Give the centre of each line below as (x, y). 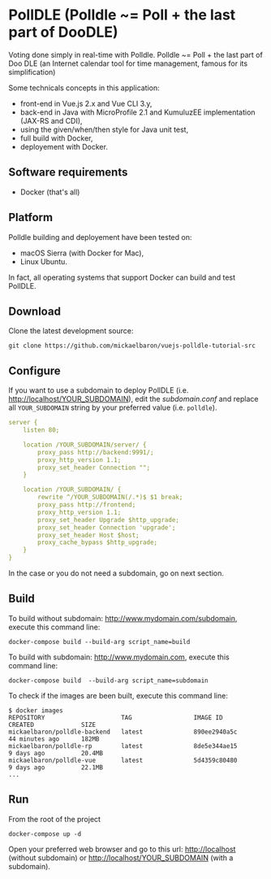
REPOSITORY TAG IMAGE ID (116, 717)
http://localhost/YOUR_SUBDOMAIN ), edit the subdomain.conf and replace (133, 399)
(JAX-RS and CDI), (51, 120)
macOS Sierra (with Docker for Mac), (82, 253)
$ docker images (36, 710)
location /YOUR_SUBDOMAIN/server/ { (85, 445)
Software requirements (68, 172)
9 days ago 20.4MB (56, 753)
